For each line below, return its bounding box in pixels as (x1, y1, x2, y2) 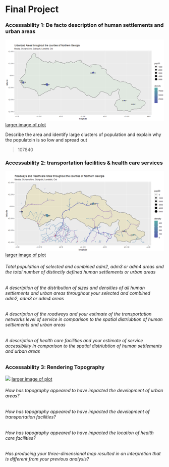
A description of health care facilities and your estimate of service (5, 337, 143, 343)
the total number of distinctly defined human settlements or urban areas (5, 269, 156, 275)
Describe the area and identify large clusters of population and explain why (5, 131, 161, 137)
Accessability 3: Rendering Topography (5, 364, 105, 371)
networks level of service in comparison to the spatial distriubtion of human (5, 316, 163, 322)
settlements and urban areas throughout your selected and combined (5, 290, 150, 296)
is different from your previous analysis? (5, 456, 89, 462)
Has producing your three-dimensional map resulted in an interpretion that (5, 451, 161, 457)
